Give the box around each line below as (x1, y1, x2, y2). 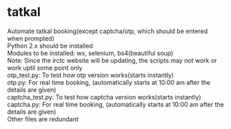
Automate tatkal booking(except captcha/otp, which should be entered (7, 27, 208, 35)
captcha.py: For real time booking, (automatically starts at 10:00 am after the (7, 100, 224, 108)
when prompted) (7, 34, 55, 42)
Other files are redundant (7, 115, 79, 123)
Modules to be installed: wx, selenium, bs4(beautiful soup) (7, 49, 174, 57)
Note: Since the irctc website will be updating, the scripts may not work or (7, 56, 217, 64)
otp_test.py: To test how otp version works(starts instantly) (7, 70, 174, 79)
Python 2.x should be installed (7, 41, 93, 50)
